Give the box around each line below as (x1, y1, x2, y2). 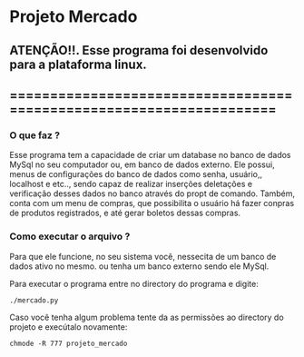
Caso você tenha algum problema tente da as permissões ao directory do (9, 312, 284, 322)
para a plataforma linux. (9, 56, 147, 72)
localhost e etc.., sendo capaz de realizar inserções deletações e (9, 179, 252, 190)
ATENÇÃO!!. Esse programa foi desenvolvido (9, 43, 269, 58)
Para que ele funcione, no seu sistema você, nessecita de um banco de (9, 251, 277, 262)
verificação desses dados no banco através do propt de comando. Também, (9, 188, 295, 199)
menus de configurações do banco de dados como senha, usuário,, (9, 169, 263, 180)
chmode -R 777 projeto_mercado (9, 339, 128, 348)
